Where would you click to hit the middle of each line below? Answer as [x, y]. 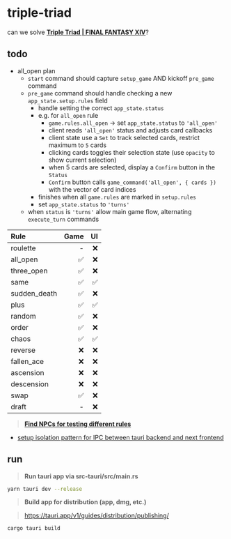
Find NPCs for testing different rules [78, 424]
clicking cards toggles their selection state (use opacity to [132, 152]
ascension [27, 372]
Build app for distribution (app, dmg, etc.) [85, 502]
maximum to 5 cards [77, 145]
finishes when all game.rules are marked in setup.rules [117, 197]
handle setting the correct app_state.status [101, 108]
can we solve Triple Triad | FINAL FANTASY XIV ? [78, 32]
